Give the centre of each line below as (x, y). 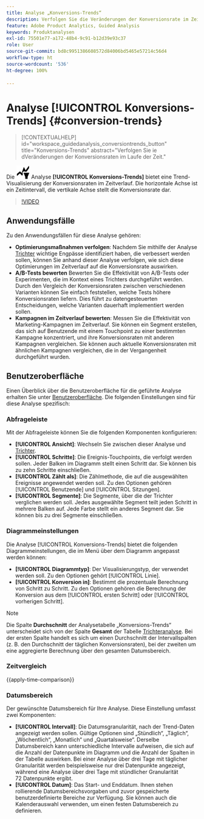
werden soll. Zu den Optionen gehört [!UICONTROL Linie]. (87, 575)
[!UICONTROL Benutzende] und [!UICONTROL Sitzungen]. (88, 490)
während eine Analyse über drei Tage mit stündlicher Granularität (97, 772)
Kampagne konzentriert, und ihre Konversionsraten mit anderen (94, 338)
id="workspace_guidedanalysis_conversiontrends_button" (94, 144)
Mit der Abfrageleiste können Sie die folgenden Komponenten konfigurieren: (102, 433)
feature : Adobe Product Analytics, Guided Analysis (73, 26)
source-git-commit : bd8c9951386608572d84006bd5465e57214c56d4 (87, 52)
